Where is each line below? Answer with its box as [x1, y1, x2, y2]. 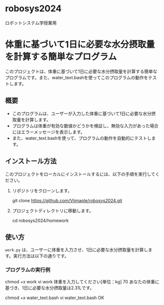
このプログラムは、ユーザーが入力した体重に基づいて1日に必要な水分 [12, 110, 152, 116]
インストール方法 [5, 157, 57, 165]
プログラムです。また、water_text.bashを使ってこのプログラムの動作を [5, 74, 148, 80]
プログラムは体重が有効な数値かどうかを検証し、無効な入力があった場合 [12, 122, 159, 128]
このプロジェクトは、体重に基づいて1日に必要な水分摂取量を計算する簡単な [5, 68, 158, 74]
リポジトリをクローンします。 [12, 187, 72, 193]
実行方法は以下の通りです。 [13, 253, 69, 259]
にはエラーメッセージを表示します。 [12, 129, 85, 135]
